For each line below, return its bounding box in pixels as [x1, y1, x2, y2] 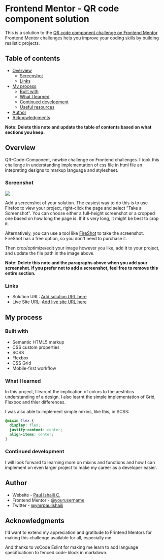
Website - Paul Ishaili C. [12, 492, 61, 498]
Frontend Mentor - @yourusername [12, 497, 85, 503]
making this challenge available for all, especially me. [5, 535, 113, 541]
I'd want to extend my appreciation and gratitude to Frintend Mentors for [5, 529, 152, 535]
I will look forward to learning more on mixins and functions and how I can [5, 459, 155, 465]
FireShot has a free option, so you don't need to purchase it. [5, 235, 127, 241]
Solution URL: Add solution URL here [12, 294, 87, 300]
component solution [5, 13, 90, 25]
